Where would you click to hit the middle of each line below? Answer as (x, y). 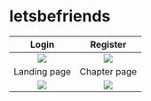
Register (108, 44)
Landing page (42, 71)
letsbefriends (60, 16)
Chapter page (108, 71)
